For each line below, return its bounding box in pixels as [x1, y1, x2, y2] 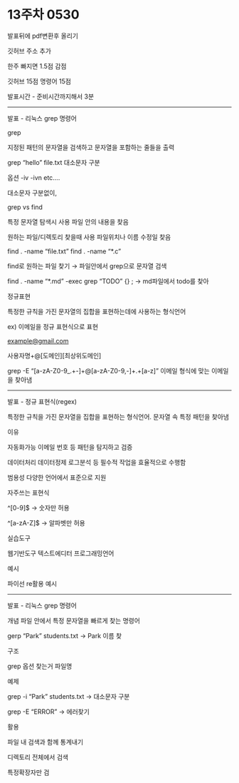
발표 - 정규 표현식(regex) [7, 397, 77, 405]
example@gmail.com [7, 336, 69, 345]
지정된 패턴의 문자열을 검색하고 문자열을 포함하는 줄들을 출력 [7, 143, 175, 151]
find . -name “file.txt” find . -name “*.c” [7, 247, 122, 256]
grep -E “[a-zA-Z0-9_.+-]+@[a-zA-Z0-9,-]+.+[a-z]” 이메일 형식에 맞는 [7, 366, 210, 375]
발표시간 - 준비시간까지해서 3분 [7, 92, 95, 101]
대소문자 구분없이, [7, 188, 58, 197]
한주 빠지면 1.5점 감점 [7, 61, 67, 70]
